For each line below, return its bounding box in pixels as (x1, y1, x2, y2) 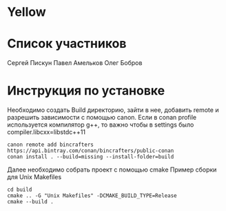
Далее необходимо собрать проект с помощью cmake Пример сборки (7, 165, 217, 174)
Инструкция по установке (7, 83, 165, 99)
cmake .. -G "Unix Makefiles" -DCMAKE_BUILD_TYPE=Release (7, 192, 177, 199)
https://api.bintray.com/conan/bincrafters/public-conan (7, 147, 174, 154)
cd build (7, 186, 32, 194)
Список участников (7, 36, 127, 52)
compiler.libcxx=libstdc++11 (7, 128, 86, 136)
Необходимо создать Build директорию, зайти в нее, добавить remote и (7, 106, 219, 114)
